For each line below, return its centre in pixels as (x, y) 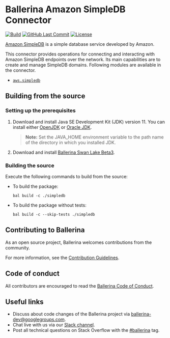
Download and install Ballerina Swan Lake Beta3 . (64, 152)
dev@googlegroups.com (39, 320)
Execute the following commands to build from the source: (67, 176)
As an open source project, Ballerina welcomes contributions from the (79, 242)
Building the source (30, 165)
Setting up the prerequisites (40, 110)
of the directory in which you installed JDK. (70, 142)
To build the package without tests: (49, 205)
